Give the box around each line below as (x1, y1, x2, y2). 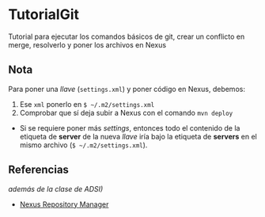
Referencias (8, 163, 70, 177)
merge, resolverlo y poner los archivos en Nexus (8, 40, 167, 49)
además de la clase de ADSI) (8, 184, 104, 193)
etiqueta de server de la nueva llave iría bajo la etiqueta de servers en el (19, 131, 257, 141)
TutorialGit (8, 6, 80, 24)
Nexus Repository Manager (19, 200, 109, 209)
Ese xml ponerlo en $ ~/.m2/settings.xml (19, 99, 155, 108)
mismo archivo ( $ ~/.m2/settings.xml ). (19, 140, 148, 150)
